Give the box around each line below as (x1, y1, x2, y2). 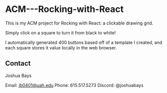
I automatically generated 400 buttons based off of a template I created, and (5, 39, 163, 45)
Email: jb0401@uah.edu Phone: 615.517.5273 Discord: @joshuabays (5, 82, 144, 88)
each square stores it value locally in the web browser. (5, 44, 117, 50)
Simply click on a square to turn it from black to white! (5, 29, 116, 35)
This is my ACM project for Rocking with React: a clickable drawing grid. (5, 20, 154, 26)
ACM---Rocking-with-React (5, 3, 124, 15)
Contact (5, 59, 31, 68)
